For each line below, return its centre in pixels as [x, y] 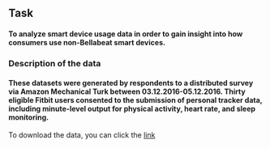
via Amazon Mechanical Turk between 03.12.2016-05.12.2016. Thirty [127, 91]
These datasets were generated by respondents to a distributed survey [131, 82]
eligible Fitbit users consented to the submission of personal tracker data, [135, 99]
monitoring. [29, 117]
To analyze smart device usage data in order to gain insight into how [126, 34]
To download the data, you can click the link [82, 135]
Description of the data [55, 63]
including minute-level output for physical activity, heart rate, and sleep [132, 108]
